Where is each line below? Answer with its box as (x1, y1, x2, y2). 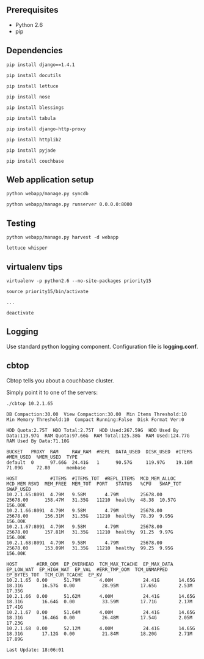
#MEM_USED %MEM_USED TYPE (6, 454, 78, 460)
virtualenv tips (6, 261, 63, 272)
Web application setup (6, 174, 94, 185)
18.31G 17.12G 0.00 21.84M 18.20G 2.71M (6, 630, 192, 637)
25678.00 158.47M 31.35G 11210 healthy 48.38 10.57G (6, 497, 176, 503)
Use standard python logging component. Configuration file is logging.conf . (6, 343, 199, 350)
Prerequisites (6, 5, 59, 15)
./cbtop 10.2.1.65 (6, 400, 53, 406)
